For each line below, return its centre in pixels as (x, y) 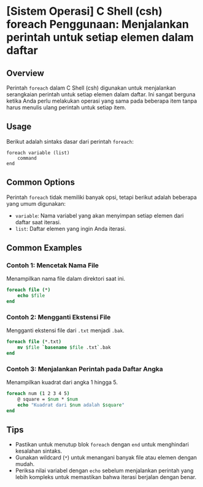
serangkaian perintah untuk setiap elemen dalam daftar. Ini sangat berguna (101, 94)
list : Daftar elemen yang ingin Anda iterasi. (71, 228)
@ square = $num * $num (48, 399)
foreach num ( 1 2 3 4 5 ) (38, 394)
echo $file (31, 296)
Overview (25, 73)
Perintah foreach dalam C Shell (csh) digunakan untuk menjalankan (91, 88)
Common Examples (44, 248)
